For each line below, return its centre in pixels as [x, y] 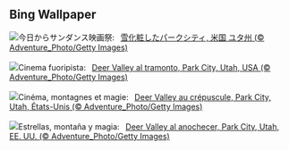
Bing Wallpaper [53, 15]
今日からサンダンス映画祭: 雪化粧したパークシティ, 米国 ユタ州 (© [141, 37]
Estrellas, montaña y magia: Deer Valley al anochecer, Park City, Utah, [149, 126]
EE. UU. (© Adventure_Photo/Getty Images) [89, 136]
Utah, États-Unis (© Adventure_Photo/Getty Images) [106, 106]
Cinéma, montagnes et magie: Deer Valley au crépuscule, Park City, [144, 96]
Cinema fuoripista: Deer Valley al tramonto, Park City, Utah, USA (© [144, 67]
